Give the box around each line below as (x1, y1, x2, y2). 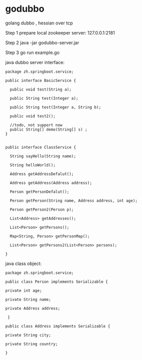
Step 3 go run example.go (5, 49, 60, 55)
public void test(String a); (10, 87, 72, 92)
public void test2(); (10, 113, 56, 118)
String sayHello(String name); (10, 154, 76, 159)
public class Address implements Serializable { (5, 323, 110, 328)
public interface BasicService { (5, 78, 76, 83)
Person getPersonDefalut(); (10, 189, 70, 194)
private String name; (5, 297, 51, 302)
